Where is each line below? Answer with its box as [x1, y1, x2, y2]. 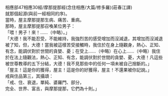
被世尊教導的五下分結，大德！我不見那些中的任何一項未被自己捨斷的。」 [5, 60, 152, 66]
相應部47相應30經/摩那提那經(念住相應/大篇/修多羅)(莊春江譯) [5, 4, 132, 10]
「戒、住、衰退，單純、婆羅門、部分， [5, 79, 84, 85]
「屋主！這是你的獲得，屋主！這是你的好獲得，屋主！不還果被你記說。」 [5, 67, 152, 72]
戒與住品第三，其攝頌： [5, 73, 53, 79]
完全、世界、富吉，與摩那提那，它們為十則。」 [5, 85, 99, 91]
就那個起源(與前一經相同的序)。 [5, 10, 70, 16]
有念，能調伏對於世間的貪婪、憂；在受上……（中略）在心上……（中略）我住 [5, 48, 161, 54]
